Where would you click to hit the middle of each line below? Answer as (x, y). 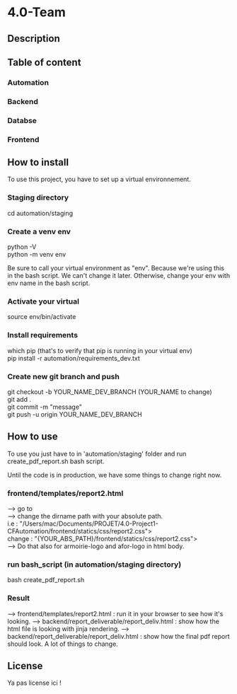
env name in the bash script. (49, 283)
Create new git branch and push (64, 376)
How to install (38, 162)
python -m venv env (37, 255)
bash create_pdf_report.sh (46, 580)
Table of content (44, 62)
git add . (19, 399)
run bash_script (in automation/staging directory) (94, 565)
